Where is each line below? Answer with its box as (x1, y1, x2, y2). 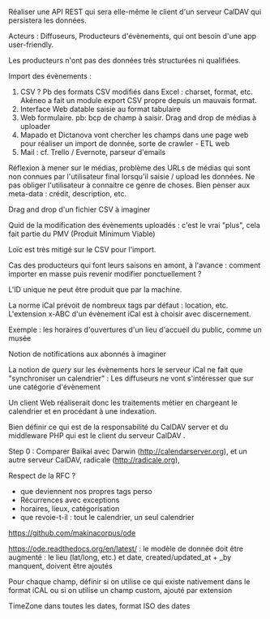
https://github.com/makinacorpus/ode (8, 528, 136, 538)
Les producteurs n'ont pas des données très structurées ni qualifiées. (8, 56, 241, 65)
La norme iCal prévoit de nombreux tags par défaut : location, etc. (8, 300, 229, 310)
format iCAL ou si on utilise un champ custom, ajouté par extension (8, 586, 233, 595)
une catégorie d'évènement (8, 382, 101, 392)
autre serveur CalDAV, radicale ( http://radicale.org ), (8, 455, 180, 465)
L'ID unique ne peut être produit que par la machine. (8, 285, 182, 294)
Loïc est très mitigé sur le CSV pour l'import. (8, 245, 156, 254)
